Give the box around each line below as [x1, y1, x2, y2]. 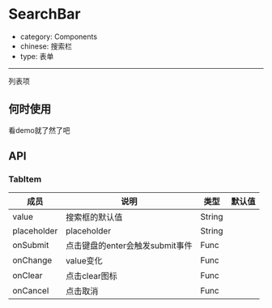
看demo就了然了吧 [8, 125, 70, 135]
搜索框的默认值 [66, 212, 123, 223]
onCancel [12, 285, 49, 297]
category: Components [19, 32, 98, 41]
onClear [12, 270, 43, 281]
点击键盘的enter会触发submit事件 [66, 240, 193, 251]
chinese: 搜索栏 [19, 41, 73, 51]
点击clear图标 [66, 271, 117, 282]
